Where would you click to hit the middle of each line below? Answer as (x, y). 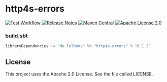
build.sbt (16, 36)
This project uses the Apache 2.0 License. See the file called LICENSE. (79, 74)
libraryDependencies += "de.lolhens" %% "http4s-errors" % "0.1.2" (78, 46)
